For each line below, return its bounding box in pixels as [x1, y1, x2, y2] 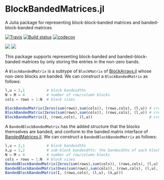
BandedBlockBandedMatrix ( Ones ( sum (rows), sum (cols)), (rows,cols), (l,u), [5, 166, 159, 171]
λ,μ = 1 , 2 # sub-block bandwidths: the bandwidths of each [5, 148, 147, 153]
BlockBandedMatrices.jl [5, 3, 105, 15]
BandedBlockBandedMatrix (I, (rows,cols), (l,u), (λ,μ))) [5, 170, 123, 176]
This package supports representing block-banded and [5, 54, 116, 59]
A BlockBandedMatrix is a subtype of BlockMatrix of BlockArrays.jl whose [5, 68, 152, 74]
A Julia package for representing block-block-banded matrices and [5, 19, 141, 25]
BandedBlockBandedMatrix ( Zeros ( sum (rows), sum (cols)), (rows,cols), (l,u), [5, 162, 161, 166]
